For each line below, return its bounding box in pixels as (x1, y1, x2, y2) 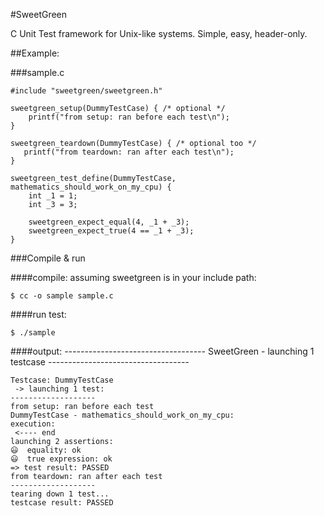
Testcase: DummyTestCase (10, 375, 114, 385)
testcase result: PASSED (10, 498, 114, 508)
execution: (10, 419, 56, 429)
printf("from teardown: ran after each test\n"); (23, 147, 235, 157)
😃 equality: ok (10, 445, 82, 455)
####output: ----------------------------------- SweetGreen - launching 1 (10, 345, 315, 357)
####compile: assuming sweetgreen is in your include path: (10, 272, 257, 283)
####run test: (10, 309, 67, 320)
